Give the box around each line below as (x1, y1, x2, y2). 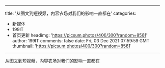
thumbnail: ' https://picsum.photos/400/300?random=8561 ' (12, 43, 132, 49)
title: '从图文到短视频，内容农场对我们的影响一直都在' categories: (5, 10, 137, 16)
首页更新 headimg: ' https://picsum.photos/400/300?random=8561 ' (12, 33, 148, 38)
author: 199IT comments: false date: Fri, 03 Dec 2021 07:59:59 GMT (12, 38, 150, 43)
